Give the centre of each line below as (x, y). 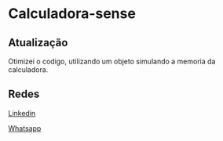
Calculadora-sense (72, 14)
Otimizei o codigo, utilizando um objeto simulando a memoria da (112, 61)
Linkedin (22, 113)
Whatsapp (25, 128)
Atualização (38, 43)
